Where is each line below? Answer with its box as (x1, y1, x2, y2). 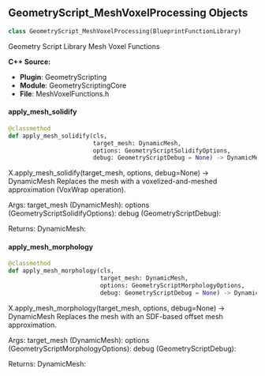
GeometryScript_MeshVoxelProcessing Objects (8, 6, 248, 20)
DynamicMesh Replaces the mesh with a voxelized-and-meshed (8, 177, 218, 186)
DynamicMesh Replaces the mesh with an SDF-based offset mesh (8, 311, 223, 321)
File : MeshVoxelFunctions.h (19, 88, 110, 98)
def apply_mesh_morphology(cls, (8, 267, 114, 275)
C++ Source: (8, 57, 51, 66)
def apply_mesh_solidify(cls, (8, 132, 108, 140)
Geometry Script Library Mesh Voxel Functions (8, 41, 160, 51)
